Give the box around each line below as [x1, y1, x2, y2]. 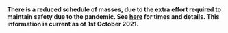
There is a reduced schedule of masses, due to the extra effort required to [7, 5, 221, 13]
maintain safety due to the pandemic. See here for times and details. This [7, 12, 220, 20]
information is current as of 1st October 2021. [7, 20, 139, 28]
